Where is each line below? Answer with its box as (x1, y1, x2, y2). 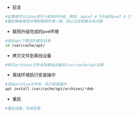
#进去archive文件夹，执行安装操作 (5, 82, 67, 87)
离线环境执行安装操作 (12, 72, 56, 78)
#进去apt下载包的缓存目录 (5, 38, 51, 43)
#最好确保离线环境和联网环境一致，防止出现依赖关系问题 (5, 19, 103, 24)
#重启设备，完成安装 (5, 106, 41, 111)
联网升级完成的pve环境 (12, 28, 59, 34)
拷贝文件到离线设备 (12, 53, 52, 58)
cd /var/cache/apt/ (5, 43, 45, 48)
